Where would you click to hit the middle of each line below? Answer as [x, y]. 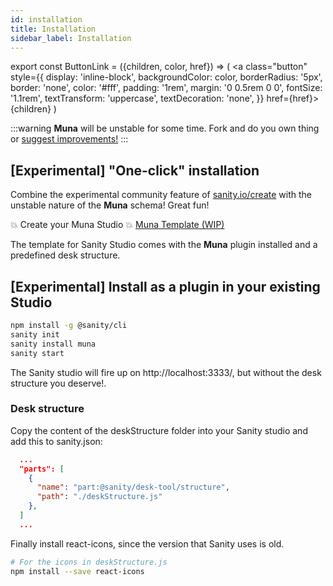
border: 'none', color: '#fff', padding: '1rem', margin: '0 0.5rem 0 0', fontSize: [166, 88]
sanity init [35, 334]
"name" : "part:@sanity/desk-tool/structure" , [133, 487]
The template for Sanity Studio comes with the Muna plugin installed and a [164, 245]
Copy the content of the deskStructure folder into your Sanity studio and [159, 430]
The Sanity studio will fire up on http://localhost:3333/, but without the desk [166, 372]
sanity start [37, 353]
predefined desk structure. [65, 255]
